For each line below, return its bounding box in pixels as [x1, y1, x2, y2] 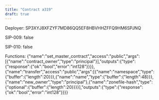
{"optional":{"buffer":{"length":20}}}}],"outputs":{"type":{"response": [5, 84, 143, 90]
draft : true [5, 12, 29, 17]
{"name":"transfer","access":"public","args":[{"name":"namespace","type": [5, 68, 155, 74]
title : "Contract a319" [5, 7, 53, 12]
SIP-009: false [5, 34, 34, 40]
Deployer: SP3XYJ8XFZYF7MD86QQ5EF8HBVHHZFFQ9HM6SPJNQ [5, 25, 142, 31]
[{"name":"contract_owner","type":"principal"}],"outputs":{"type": [5, 58, 136, 64]
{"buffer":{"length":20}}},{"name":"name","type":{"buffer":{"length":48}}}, [5, 74, 154, 80]
